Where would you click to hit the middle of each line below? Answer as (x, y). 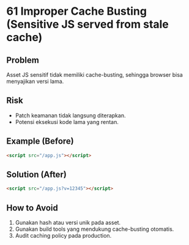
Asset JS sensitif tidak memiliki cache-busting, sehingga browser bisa (95, 75)
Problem (23, 60)
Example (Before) (40, 142)
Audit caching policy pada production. (63, 235)
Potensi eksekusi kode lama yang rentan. (67, 122)
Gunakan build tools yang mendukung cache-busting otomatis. (94, 229)
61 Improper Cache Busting (76, 11)
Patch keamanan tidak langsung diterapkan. (70, 115)
